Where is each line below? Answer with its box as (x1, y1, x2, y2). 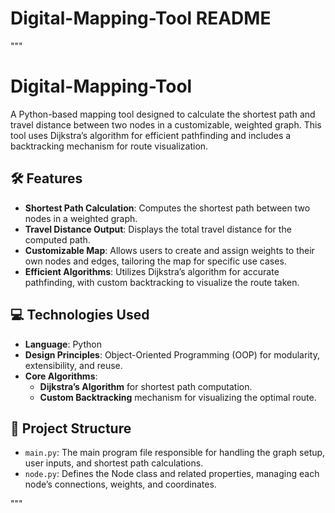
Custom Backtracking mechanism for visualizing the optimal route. (39, 391, 317, 403)
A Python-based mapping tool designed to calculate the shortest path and (10, 108, 316, 120)
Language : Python (24, 338, 102, 350)
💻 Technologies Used (10, 307, 150, 324)
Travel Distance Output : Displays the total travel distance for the (24, 223, 292, 235)
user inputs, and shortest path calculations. (24, 457, 204, 469)
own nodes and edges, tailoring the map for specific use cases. (24, 255, 287, 267)
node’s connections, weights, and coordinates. (24, 478, 217, 491)
